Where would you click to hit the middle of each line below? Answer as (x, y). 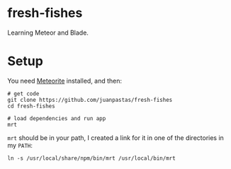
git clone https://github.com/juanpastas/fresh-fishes (90, 100)
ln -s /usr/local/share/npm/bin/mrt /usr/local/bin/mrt (91, 158)
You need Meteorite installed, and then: (65, 81)
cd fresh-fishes (31, 106)
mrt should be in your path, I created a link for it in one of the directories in (116, 138)
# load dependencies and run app (57, 118)
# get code (23, 93)
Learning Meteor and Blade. (48, 33)
